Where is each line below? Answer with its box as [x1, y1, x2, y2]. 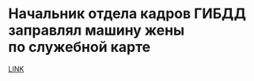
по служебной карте [8, 39, 151, 56]
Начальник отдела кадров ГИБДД [8, 5, 247, 23]
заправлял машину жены [8, 21, 185, 39]
